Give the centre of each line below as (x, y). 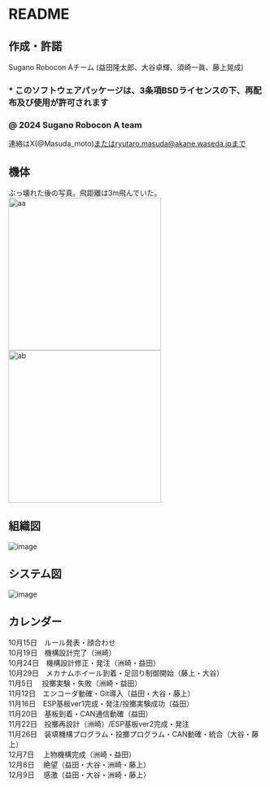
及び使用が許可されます (63, 103)
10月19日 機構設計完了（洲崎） (62, 653)
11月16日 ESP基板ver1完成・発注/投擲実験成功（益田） (101, 704)
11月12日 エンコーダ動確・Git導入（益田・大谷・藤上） (102, 693)
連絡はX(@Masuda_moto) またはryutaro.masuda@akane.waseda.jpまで (127, 144)
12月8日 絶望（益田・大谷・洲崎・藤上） (79, 765)
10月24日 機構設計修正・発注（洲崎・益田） (84, 663)
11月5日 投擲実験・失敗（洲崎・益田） (75, 684)
